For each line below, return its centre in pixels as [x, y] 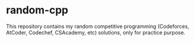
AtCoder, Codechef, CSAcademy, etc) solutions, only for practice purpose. [96, 32]
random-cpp [37, 10]
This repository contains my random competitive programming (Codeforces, [98, 26]
